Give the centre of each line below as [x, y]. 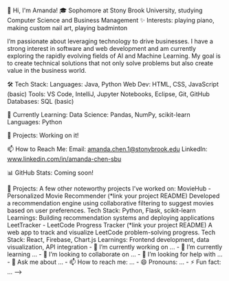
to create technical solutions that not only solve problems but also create [110, 63]
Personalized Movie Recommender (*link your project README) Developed [113, 196]
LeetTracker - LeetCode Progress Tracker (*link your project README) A [110, 225]
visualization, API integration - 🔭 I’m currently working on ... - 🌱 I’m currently [115, 247]
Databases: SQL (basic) [41, 101]
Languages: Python [35, 122]
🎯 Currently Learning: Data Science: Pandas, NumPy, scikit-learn [99, 115]
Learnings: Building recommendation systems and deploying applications [111, 218]
